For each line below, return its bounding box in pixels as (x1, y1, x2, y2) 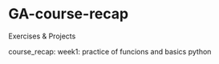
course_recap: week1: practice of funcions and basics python (8, 46, 212, 56)
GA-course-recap (8, 5, 129, 23)
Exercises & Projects (8, 31, 76, 41)
